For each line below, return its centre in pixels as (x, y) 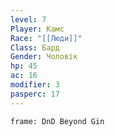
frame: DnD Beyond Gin (57, 121)
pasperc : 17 (35, 94)
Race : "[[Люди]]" (46, 38)
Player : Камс (37, 29)
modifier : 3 (35, 85)
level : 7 (28, 19)
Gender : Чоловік (44, 57)
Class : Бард (35, 47)
